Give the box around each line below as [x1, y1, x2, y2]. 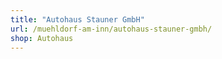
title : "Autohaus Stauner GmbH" [10, 14, 145, 25]
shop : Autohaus [10, 33, 74, 43]
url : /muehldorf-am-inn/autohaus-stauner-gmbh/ [10, 24, 213, 34]
